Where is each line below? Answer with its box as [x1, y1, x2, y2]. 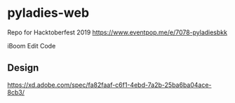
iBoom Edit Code [7, 41, 56, 50]
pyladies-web [7, 5, 90, 21]
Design [7, 62, 39, 74]
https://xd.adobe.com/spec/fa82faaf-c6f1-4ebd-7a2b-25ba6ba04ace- [7, 81, 212, 89]
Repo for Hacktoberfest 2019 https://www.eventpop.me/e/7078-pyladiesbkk [7, 28, 228, 36]
